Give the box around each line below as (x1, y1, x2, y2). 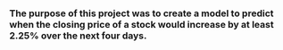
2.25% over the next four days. (9, 29, 147, 42)
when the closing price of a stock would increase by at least (9, 18, 274, 30)
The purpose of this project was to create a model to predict (9, 7, 274, 20)
